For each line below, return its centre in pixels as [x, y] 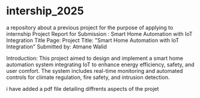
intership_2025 [45, 11]
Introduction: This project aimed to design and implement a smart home [95, 58]
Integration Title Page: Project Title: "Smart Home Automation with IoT [92, 40]
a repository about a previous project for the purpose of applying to [90, 27]
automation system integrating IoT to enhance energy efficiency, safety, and [100, 65]
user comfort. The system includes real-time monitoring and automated [95, 71]
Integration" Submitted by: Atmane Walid [56, 47]
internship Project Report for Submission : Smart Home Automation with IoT [100, 33]
